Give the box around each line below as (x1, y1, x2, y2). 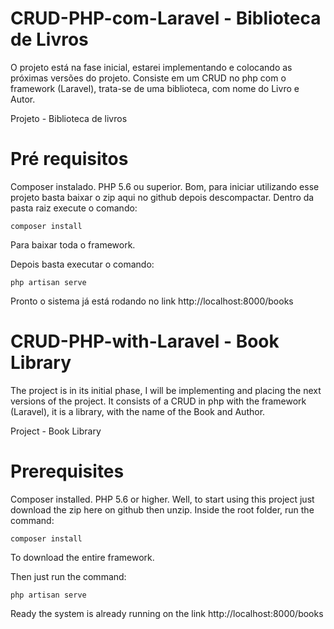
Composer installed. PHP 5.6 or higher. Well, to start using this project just (10, 493, 315, 505)
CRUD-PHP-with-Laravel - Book (10, 330, 280, 353)
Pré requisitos (10, 148, 129, 171)
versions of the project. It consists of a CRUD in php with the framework (10, 395, 307, 407)
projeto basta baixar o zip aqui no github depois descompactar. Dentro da (10, 191, 315, 203)
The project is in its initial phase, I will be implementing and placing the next (10, 384, 322, 396)
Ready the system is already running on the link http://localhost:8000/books (10, 607, 324, 619)
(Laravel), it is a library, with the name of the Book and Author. (10, 405, 266, 417)
